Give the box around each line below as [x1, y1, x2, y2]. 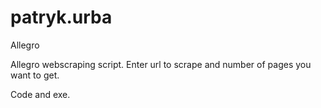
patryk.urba [10, 6, 113, 29]
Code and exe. [10, 88, 71, 100]
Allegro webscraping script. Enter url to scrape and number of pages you [10, 58, 312, 70]
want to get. [10, 69, 60, 81]
